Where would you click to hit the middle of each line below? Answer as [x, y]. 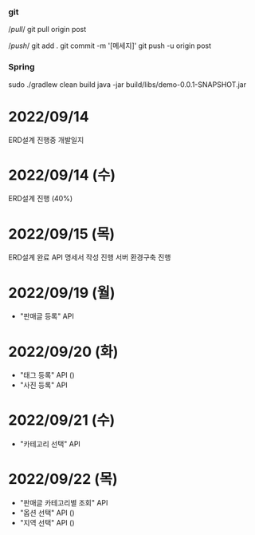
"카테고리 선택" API [50, 444]
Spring [22, 67]
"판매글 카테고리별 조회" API [64, 503]
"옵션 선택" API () [47, 513]
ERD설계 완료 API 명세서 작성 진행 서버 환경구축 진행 [90, 257]
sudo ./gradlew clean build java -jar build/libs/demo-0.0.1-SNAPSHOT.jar [127, 84]
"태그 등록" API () [47, 375]
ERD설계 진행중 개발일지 [46, 140]
